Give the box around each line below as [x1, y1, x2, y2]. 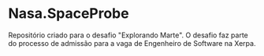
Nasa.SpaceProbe [8, 5, 129, 23]
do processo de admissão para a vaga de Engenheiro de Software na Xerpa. [8, 38, 256, 47]
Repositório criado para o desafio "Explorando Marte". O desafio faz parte [8, 30, 248, 40]
